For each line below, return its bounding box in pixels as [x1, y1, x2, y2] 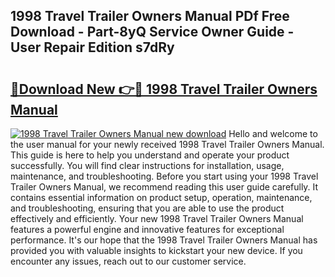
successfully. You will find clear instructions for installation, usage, [10, 160, 285, 171]
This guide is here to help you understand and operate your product [10, 149, 290, 161]
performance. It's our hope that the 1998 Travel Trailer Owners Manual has [10, 234, 318, 246]
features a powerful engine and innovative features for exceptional [10, 224, 285, 235]
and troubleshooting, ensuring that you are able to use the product [10, 202, 285, 214]
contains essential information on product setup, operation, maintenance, [10, 192, 313, 203]
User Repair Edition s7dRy [10, 39, 175, 56]
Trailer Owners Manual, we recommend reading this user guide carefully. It [10, 181, 319, 193]
